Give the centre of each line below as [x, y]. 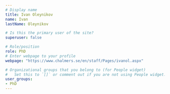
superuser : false [24, 38]
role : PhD [16, 51]
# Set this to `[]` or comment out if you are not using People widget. [86, 74]
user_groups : [19, 79]
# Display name [21, 10]
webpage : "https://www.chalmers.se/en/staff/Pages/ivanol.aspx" [74, 61]
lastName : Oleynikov [27, 24]
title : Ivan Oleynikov [29, 15]
